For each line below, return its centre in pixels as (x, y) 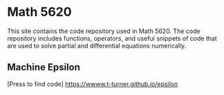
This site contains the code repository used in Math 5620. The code (104, 31)
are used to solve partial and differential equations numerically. (97, 45)
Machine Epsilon (44, 67)
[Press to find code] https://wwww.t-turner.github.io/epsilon (93, 84)
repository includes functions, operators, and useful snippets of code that (112, 38)
